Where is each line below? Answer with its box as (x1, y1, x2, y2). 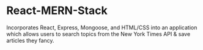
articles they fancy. (6, 37, 54, 44)
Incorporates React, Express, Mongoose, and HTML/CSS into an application (6, 24, 197, 31)
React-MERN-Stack (6, 4, 108, 18)
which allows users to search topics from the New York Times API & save (6, 30, 191, 37)
